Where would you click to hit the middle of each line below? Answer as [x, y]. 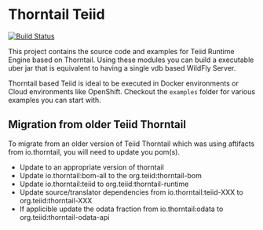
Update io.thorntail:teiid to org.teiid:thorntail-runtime [104, 184]
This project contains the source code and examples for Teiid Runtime [121, 51]
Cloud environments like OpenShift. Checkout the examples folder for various [132, 91]
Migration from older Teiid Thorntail [97, 124]
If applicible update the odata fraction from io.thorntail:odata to [121, 209]
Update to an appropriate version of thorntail [92, 167]
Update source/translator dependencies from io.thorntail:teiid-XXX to [131, 192]
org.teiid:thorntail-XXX [56, 200]
